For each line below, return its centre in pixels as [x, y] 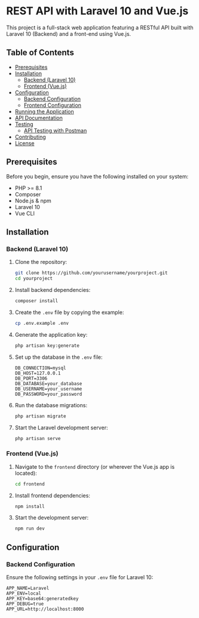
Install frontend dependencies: [53, 495]
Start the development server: [52, 518]
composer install [36, 301]
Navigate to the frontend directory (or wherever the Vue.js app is [95, 466]
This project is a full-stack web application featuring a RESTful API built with [100, 27]
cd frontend [30, 484]
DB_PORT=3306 [31, 378]
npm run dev [30, 529]
